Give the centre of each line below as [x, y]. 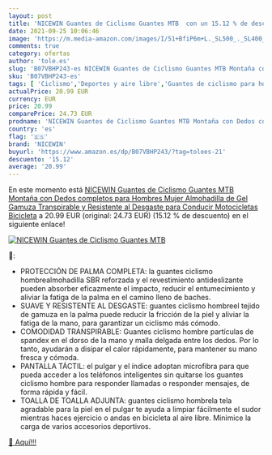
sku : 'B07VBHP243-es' [45, 76]
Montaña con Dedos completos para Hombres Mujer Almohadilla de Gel [128, 199]
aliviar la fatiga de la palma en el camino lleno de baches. [115, 298]
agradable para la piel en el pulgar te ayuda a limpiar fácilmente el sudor [140, 410]
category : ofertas [39, 54]
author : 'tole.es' [39, 62]
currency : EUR [32, 99]
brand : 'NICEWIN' [38, 144]
